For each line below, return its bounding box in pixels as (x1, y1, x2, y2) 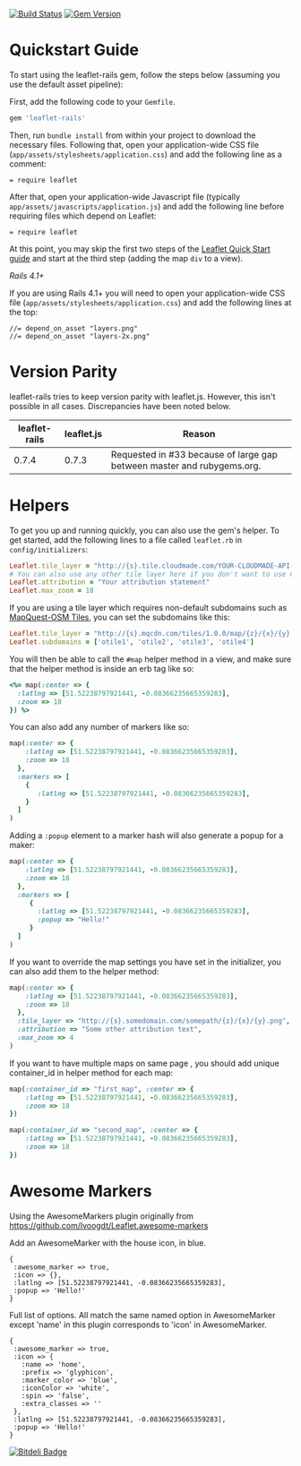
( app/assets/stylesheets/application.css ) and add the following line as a (9, 149, 282, 159)
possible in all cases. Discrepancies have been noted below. (9, 400, 231, 411)
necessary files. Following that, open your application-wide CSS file (9, 139, 260, 150)
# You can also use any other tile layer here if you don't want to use (9, 570, 287, 579)
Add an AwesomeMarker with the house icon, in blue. (9, 1237, 206, 1248)
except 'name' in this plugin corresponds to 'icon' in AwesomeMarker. (9, 1319, 267, 1330)
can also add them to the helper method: (9, 965, 159, 976)
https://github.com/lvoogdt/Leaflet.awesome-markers (9, 1220, 209, 1230)
